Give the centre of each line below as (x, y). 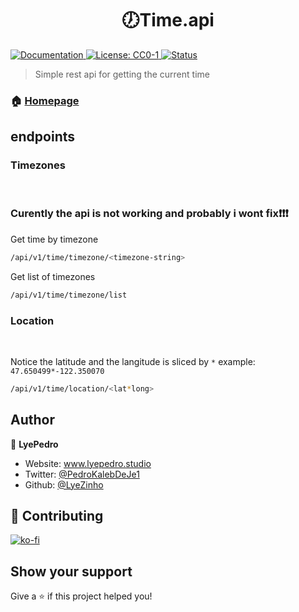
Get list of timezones (53, 276)
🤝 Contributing (57, 515)
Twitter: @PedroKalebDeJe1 (82, 474)
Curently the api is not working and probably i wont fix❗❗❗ (149, 214)
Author (32, 420)
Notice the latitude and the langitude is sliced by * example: (133, 361)
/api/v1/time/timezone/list (69, 295)
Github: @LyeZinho (64, 484)
